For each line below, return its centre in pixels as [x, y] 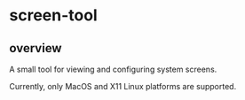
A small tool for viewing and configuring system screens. [113, 69]
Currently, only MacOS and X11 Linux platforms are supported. [123, 86]
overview [36, 48]
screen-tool [53, 15]
